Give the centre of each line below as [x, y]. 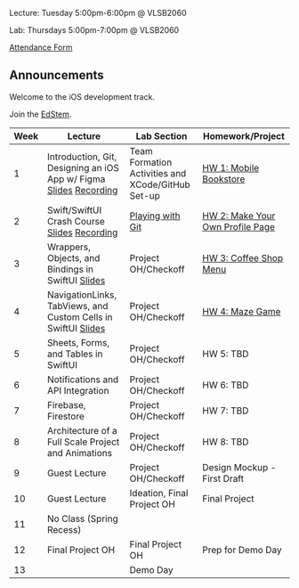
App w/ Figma [77, 179]
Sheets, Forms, [79, 342]
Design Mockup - [239, 467]
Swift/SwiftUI [75, 210]
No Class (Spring [83, 519]
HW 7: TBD [225, 411]
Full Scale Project [84, 442]
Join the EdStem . [40, 114]
